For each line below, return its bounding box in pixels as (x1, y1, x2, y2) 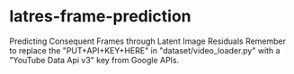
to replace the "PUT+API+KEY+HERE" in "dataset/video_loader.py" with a (9, 45, 281, 55)
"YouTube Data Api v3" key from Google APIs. (9, 54, 180, 65)
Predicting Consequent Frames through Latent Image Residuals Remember (9, 36, 286, 46)
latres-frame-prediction (9, 6, 192, 27)
